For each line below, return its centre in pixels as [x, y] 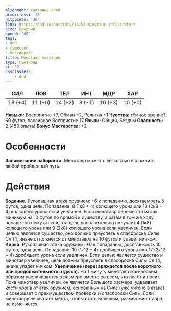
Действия [28, 186]
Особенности [36, 147]
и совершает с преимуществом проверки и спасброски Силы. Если [80, 293]
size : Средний [20, 29]
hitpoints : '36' [22, 19]
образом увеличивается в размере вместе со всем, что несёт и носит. [83, 277]
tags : [11, 39]
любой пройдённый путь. [33, 166]
